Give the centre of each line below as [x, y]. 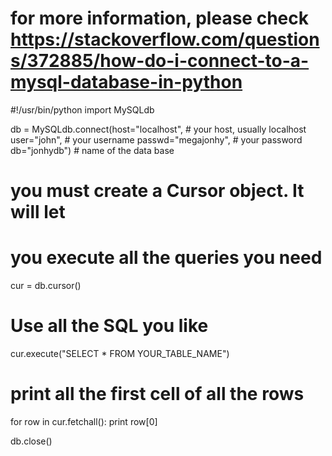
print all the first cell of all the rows [157, 394]
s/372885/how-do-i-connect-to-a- [160, 61]
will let [38, 212]
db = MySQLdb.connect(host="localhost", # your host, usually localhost [158, 129]
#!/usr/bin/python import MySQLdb [82, 109]
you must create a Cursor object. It [157, 191]
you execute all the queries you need [166, 258]
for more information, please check [159, 18]
